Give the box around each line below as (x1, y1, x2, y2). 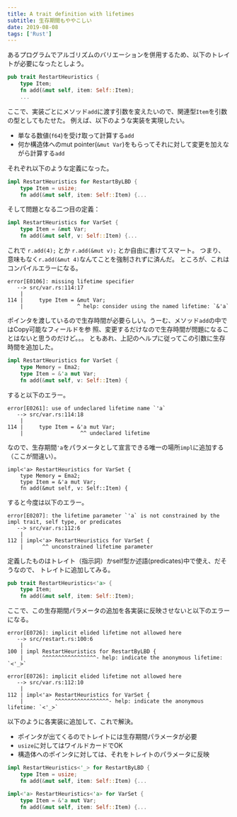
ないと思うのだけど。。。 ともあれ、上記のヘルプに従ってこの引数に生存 (19, 334, 226, 342)
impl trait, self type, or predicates (7, 518, 122, 525)
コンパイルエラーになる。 (7, 264, 82, 272)
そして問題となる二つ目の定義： (7, 205, 100, 214)
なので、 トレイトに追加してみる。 (13, 565, 115, 574)
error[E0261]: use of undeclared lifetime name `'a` (7, 405, 166, 412)
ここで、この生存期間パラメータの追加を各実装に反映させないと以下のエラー (7, 606, 231, 615)
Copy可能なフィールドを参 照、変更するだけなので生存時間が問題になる (13, 325, 223, 334)
